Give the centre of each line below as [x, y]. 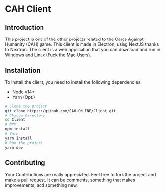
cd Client [15, 120]
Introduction [25, 27]
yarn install [19, 138]
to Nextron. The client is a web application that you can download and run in [83, 50]
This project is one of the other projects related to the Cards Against [75, 39]
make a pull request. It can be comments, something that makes [70, 180]
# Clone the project [26, 106]
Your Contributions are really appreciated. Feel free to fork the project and [81, 175]
